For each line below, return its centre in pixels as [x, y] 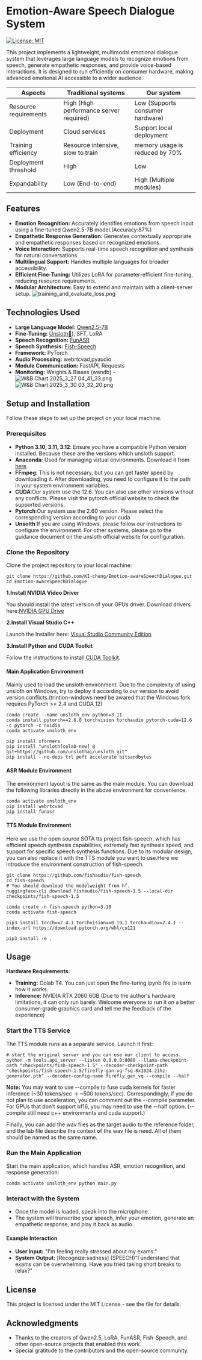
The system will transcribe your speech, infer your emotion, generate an [104, 1218]
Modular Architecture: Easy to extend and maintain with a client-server [104, 287]
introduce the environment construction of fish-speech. [75, 864]
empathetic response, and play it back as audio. [74, 1224]
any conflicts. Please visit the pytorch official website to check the [97, 498]
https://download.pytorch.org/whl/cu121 [84, 928]
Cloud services [84, 131]
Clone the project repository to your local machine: [69, 565]
